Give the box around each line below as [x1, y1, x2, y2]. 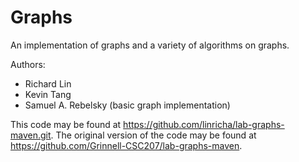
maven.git [10, 129, 52, 141]
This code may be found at [10, 118, 122, 130]
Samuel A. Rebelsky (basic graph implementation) [24, 99, 231, 111]
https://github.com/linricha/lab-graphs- [123, 118, 285, 130]
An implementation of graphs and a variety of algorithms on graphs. [10, 39, 290, 51]
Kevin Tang [24, 88, 72, 100]
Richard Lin [24, 77, 72, 90]
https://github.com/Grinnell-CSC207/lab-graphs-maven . [10, 139, 243, 151]
